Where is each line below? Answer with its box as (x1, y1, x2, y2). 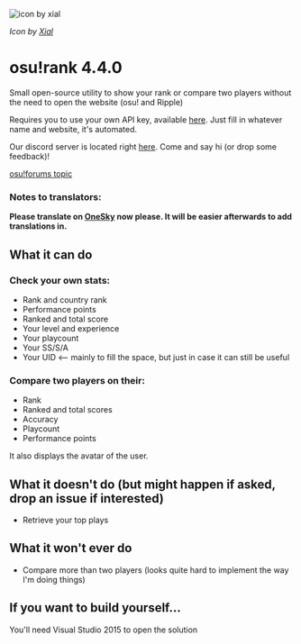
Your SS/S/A (22, 342, 69, 353)
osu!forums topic (9, 168, 73, 179)
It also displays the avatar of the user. (9, 450, 149, 461)
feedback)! (9, 150, 50, 161)
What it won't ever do (9, 540, 132, 556)
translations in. (9, 221, 68, 231)
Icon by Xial (9, 26, 54, 36)
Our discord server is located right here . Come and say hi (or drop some (9, 141, 278, 152)
